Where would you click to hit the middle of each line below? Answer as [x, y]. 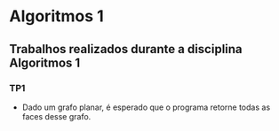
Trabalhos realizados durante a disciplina [126, 49]
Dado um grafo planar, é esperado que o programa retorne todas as [146, 107]
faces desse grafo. [56, 116]
